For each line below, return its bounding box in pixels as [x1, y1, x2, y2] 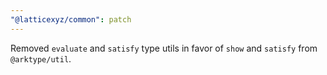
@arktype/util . [10, 52, 72, 65]
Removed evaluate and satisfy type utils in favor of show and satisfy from [10, 42, 318, 54]
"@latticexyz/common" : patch [10, 14, 132, 25]
